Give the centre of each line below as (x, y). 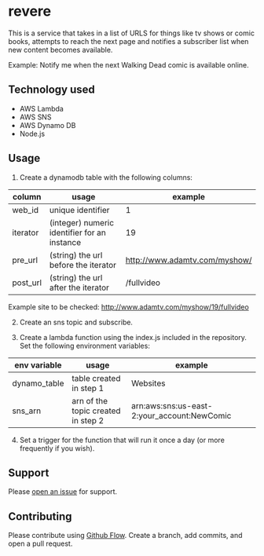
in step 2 (88, 420)
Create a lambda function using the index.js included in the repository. (133, 337)
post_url (27, 283)
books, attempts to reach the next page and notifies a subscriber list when (128, 41)
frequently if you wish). (57, 448)
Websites (148, 383)
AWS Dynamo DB (48, 125)
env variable (38, 365)
